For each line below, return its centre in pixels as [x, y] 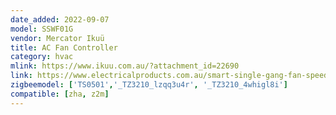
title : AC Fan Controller [64, 47]
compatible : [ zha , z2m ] [60, 94]
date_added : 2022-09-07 [60, 19]
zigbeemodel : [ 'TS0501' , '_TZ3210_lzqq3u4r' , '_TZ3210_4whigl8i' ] [149, 85]
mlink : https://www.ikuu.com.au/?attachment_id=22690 [125, 66]
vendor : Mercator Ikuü [57, 38]
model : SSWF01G [42, 29]
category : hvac [42, 57]
